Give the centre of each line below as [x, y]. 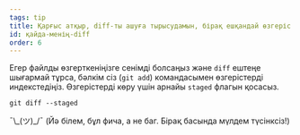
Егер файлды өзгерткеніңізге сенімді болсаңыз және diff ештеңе [135, 68]
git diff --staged [44, 104]
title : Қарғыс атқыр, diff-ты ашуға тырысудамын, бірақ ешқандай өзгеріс [150, 26]
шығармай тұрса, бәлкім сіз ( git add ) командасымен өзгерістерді [136, 78]
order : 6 [26, 42]
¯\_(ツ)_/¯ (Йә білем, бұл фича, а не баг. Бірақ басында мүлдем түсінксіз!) [150, 121]
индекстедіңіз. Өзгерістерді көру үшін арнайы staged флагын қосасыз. [145, 87]
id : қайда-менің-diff [50, 34]
